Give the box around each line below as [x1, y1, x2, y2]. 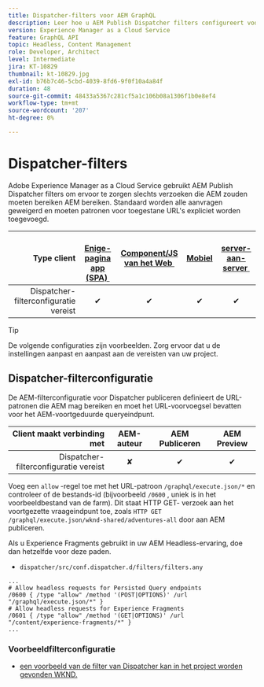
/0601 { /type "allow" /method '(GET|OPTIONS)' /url [8, 611, 185, 619]
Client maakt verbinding [12, 428, 104, 439]
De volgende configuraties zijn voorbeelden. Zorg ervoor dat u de [8, 340, 221, 350]
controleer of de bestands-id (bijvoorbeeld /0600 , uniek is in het [8, 489, 216, 499]
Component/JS [120, 247, 178, 258]
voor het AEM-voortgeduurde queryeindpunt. [8, 409, 155, 419]
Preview [216, 438, 248, 449]
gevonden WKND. [19, 670, 78, 679]
